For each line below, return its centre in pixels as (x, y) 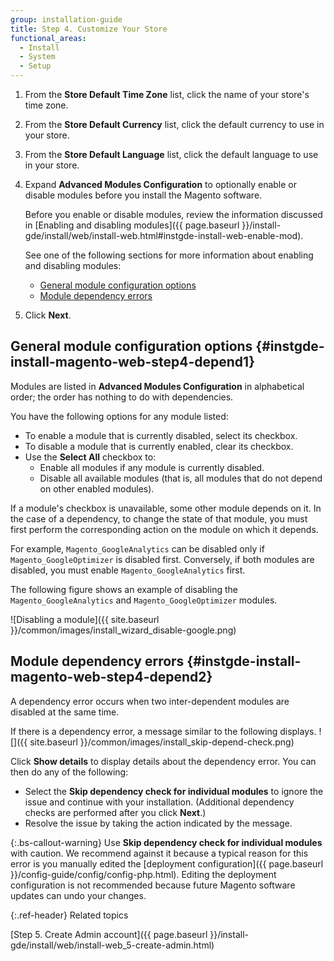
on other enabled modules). (97, 488)
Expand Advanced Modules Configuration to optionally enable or (161, 184)
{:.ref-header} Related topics (69, 915)
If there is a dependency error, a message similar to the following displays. (163, 731)
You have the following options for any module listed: (119, 416)
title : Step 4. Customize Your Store (89, 29)
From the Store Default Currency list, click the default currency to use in (174, 124)
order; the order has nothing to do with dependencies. (122, 397)
